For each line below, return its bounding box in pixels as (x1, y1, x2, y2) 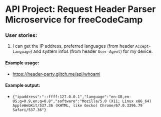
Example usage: (5, 60, 39, 66)
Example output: (5, 82, 40, 88)
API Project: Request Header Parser (5, 3, 156, 15)
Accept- (135, 44, 151, 49)
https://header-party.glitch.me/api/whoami (12, 71, 101, 77)
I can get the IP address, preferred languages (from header (12, 43, 134, 49)
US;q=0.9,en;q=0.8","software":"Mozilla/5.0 (12, 99, 107, 104)
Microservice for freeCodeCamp (5, 14, 143, 25)
